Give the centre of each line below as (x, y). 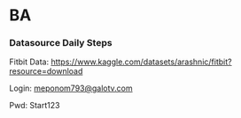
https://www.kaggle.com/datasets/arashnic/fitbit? (141, 62)
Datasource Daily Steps (61, 43)
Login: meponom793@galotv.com (71, 88)
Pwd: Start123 (35, 106)
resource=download (46, 71)
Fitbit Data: (29, 62)
